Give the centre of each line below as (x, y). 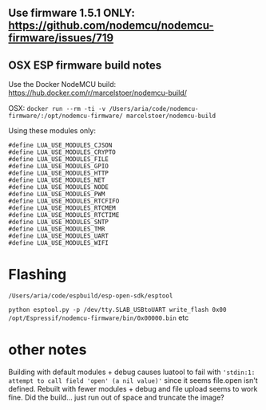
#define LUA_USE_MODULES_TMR (57, 229)
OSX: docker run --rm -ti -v (57, 108)
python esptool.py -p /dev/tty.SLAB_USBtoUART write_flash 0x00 (117, 310)
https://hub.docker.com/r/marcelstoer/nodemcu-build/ (98, 93)
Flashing (38, 275)
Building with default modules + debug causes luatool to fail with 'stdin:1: (132, 372)
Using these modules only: (52, 131)
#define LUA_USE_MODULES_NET (57, 180)
